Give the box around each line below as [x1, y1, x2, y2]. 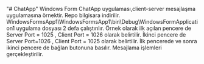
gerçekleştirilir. [6, 51, 44, 57]
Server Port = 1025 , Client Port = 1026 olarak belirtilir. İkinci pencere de [6, 31, 186, 38]
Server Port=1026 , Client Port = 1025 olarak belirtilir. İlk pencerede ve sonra [6, 38, 197, 44]
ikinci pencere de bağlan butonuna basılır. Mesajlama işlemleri [6, 44, 163, 51]
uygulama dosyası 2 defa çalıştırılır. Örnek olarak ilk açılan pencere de [16, 24, 192, 32]
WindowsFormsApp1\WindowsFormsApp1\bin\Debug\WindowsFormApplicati [6, 18, 198, 25]
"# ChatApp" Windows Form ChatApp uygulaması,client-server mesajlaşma [6, 5, 196, 12]
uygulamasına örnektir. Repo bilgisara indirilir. [6, 12, 121, 19]
